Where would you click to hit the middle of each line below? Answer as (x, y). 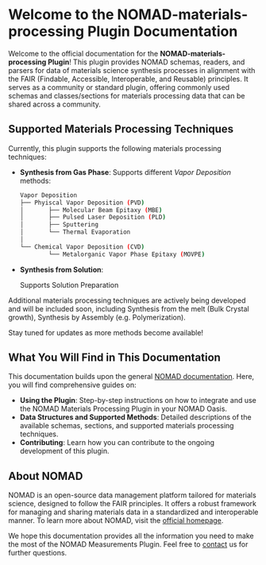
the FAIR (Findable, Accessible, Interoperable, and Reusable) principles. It (128, 79)
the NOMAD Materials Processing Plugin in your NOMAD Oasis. (123, 409)
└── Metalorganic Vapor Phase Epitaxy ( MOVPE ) (127, 254)
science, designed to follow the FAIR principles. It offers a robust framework (132, 504)
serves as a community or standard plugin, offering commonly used (119, 87)
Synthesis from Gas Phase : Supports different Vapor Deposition (125, 172)
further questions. (38, 553)
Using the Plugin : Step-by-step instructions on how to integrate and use (138, 401)
